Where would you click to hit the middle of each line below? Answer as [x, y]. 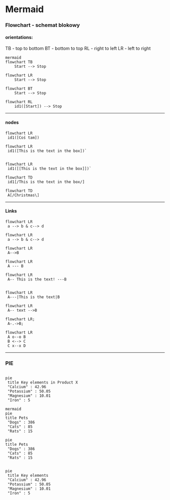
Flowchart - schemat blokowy [42, 25]
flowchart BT [19, 89]
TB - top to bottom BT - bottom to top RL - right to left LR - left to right [78, 49]
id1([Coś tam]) [23, 138]
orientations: [19, 37]
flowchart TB [19, 62]
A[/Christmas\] [23, 195]
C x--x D [17, 346]
